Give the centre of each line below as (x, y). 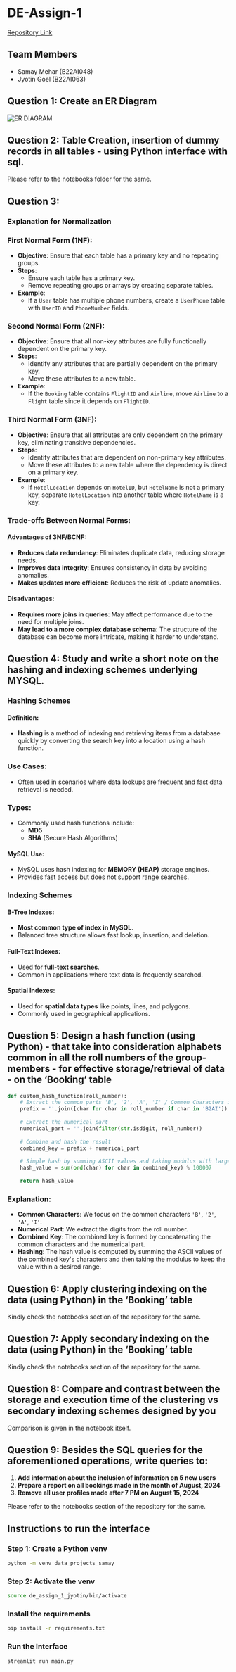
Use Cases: (27, 766)
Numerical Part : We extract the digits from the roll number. (103, 1229)
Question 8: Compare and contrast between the (114, 1389)
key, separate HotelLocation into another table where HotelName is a (126, 495)
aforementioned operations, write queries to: (108, 1461)
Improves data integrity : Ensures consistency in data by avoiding (112, 567)
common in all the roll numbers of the (91, 1058)
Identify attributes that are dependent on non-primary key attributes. (127, 457)
